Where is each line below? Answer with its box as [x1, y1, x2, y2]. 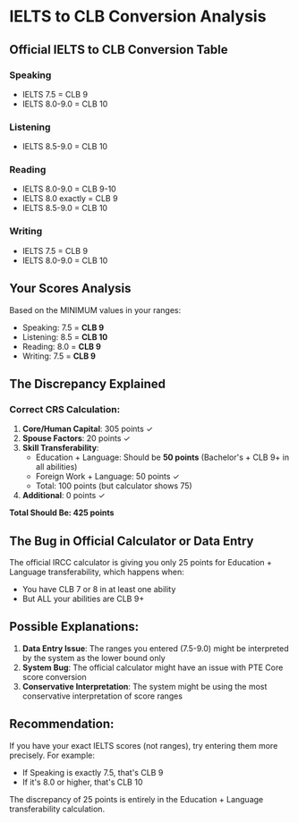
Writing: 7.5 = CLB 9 [21, 351, 97, 361]
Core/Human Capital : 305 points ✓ [21, 423, 154, 435]
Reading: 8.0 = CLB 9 [21, 341, 101, 352]
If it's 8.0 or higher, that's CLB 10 [21, 776, 143, 787]
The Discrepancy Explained [9, 376, 166, 391]
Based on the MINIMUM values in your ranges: [9, 304, 182, 315]
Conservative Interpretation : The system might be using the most [21, 681, 268, 691]
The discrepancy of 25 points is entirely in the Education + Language [9, 793, 264, 804]
